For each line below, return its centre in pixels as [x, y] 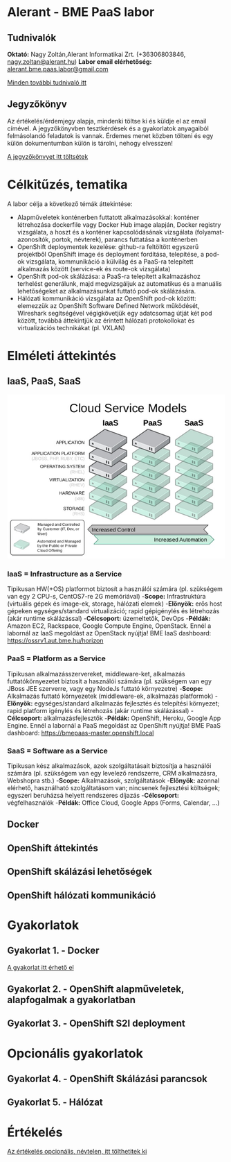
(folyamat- [210, 232]
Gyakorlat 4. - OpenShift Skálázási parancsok [107, 1078]
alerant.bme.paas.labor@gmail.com [58, 69]
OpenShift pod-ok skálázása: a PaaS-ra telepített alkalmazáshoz [109, 276]
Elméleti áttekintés [62, 356]
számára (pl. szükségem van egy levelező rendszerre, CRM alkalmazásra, [112, 774]
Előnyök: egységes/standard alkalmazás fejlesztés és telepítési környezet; [113, 703]
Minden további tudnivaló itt [47, 83]
